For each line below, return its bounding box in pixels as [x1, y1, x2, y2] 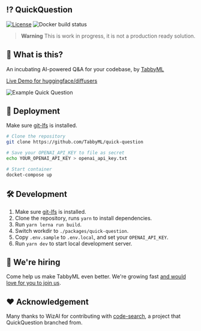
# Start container [6, 166, 52, 172]
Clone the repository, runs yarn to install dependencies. [14, 214, 152, 221]
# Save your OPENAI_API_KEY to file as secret [6, 150, 125, 156]
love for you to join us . [6, 280, 61, 287]
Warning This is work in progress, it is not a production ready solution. [20, 32, 196, 40]
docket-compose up [6, 172, 52, 178]
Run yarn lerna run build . [14, 221, 82, 228]
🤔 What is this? [6, 50, 63, 60]
